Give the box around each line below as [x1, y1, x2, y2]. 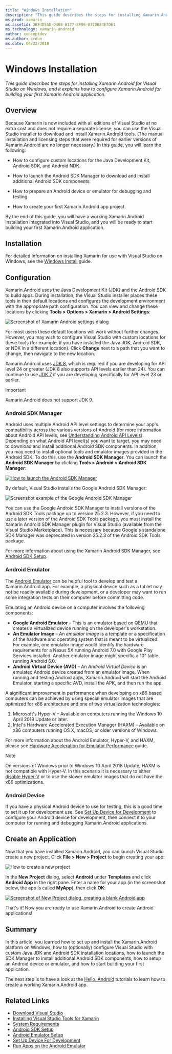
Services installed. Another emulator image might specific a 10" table [12, 652, 159, 659]
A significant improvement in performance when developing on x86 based [5, 690, 162, 696]
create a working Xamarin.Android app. [5, 981, 88, 988]
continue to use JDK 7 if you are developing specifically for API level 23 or [5, 372, 162, 378]
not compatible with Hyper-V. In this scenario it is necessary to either [5, 768, 151, 774]
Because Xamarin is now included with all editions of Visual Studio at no [5, 119, 157, 126]
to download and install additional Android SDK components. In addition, [5, 443, 158, 449]
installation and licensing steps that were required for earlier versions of [5, 136, 157, 142]
